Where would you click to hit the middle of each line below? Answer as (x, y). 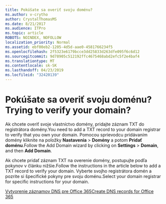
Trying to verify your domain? (68, 110)
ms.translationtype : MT (30, 61)
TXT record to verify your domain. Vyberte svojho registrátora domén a (78, 171)
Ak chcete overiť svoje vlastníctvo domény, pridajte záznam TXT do (75, 124)
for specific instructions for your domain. (47, 181)
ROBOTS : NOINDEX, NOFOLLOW (33, 38)
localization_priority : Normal (38, 42)
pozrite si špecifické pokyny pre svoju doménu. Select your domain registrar (83, 176)
